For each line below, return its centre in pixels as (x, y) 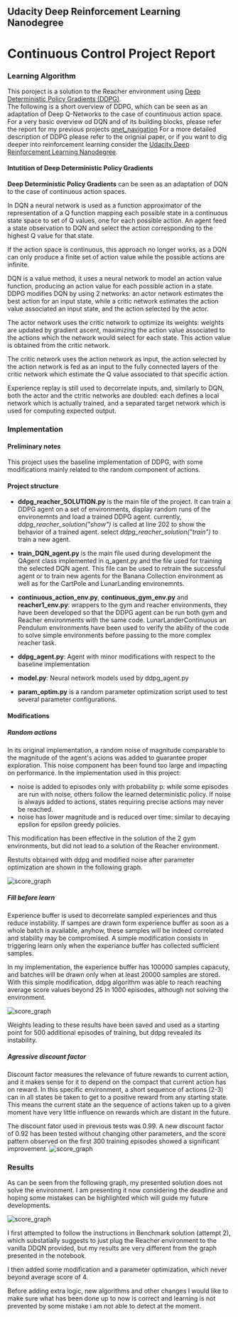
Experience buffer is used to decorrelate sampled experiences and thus (112, 915)
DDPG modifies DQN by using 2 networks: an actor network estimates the (115, 294)
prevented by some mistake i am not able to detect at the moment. (104, 1306)
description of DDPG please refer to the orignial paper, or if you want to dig (117, 136)
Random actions (32, 732)
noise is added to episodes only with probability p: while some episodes (123, 786)
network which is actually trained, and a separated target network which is (117, 403)
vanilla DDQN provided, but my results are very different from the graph (112, 1248)
